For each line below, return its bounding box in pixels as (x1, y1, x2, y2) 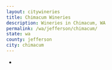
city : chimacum (6, 42, 44, 48)
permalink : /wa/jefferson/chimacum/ (6, 25, 98, 32)
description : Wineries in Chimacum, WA (6, 20, 106, 26)
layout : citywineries (6, 8, 60, 15)
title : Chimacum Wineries (6, 14, 71, 20)
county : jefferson (6, 36, 52, 42)
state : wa (6, 31, 31, 37)
